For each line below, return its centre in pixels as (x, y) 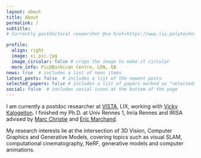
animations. (20, 150)
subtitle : (19, 28)
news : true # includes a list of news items (64, 72)
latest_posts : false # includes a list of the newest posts (84, 78)
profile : (17, 45)
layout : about (24, 12)
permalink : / (22, 23)
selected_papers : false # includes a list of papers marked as (87, 84)
